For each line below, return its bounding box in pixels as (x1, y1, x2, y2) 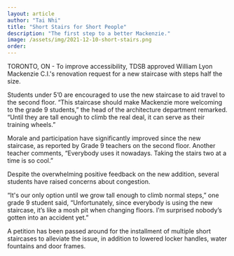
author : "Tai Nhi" (7, 17, 61, 24)
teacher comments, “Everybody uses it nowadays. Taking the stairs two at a (7, 149, 226, 157)
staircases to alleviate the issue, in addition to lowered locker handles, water (7, 234, 228, 243)
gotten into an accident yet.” (7, 213, 89, 222)
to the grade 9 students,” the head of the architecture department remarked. (7, 106, 228, 114)
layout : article (7, 10, 55, 18)
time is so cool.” (7, 156, 54, 165)
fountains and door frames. (7, 242, 86, 250)
